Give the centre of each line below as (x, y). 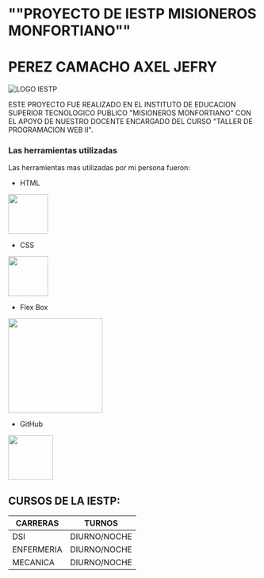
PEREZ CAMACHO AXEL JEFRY (113, 67)
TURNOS (101, 523)
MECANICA (34, 563)
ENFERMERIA (37, 549)
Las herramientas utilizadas (63, 150)
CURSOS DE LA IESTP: (64, 500)
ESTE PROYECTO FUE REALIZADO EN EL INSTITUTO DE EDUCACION (122, 105)
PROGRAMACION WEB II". (51, 130)
